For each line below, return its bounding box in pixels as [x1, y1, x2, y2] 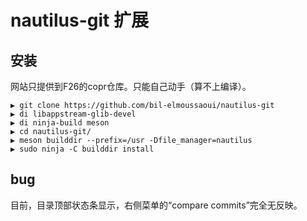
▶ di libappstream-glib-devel [10, 109, 137, 119]
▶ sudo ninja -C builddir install [10, 144, 155, 154]
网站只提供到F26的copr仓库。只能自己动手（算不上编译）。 [10, 81, 252, 92]
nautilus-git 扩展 [10, 9, 149, 32]
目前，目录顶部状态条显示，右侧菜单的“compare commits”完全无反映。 [10, 199, 303, 211]
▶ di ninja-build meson [10, 118, 110, 128]
